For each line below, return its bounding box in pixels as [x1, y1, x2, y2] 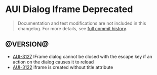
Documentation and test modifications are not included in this [17, 20, 146, 26]
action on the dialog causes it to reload [12, 59, 94, 65]
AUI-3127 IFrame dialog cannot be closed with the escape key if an [12, 53, 153, 59]
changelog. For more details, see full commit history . [17, 25, 128, 31]
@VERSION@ [5, 40, 49, 49]
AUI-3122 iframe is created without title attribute [12, 64, 113, 70]
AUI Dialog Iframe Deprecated [5, 4, 133, 15]
